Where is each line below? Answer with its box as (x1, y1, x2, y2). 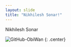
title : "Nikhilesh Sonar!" (5, 12, 62, 17)
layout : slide (5, 7, 35, 13)
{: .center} (44, 36, 66, 42)
